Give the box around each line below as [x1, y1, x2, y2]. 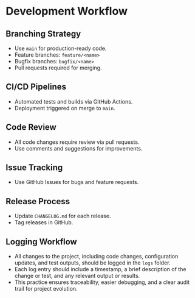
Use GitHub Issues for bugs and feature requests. [14, 179, 139, 186]
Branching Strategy [5, 29, 81, 39]
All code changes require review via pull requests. [14, 138, 140, 146]
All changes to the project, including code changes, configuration [14, 253, 179, 260]
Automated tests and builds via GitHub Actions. [14, 98, 133, 105]
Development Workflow [5, 4, 128, 18]
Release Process [5, 196, 70, 207]
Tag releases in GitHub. [14, 219, 74, 226]
